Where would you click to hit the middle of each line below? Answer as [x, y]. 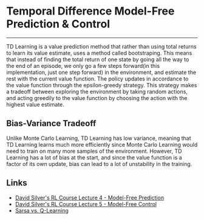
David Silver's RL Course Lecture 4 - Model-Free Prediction [90, 198]
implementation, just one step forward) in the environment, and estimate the [101, 72]
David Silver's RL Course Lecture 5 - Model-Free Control [86, 204]
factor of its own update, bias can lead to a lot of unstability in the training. [99, 164]
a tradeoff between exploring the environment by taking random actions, [97, 92]
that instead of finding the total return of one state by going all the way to [98, 59]
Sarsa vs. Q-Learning [42, 210]
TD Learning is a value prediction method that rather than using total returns [101, 46]
